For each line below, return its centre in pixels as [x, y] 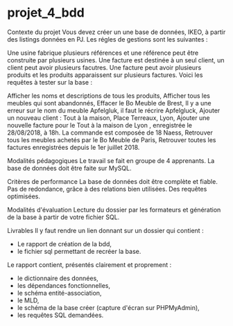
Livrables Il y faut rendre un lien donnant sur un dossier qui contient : [105, 230]
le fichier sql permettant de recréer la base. [79, 251]
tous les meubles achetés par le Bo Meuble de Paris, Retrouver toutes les [112, 139]
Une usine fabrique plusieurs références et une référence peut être [103, 53]
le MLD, [28, 300]
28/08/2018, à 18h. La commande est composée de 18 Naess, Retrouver [110, 132]
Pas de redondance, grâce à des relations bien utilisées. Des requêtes [107, 189]
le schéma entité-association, [59, 293]
